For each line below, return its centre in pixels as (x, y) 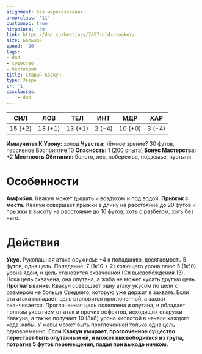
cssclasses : (21, 92)
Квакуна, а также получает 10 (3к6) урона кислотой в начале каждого (98, 318)
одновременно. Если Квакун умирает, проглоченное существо (91, 331)
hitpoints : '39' (27, 29)
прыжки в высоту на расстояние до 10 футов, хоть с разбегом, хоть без (100, 211)
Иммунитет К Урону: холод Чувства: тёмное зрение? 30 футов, (91, 143)
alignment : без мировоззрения (45, 12)
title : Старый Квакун (34, 75)
